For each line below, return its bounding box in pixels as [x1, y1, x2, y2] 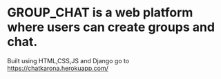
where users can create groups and [7, 19, 215, 35]
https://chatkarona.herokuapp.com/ [7, 64, 108, 72]
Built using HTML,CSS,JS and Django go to [7, 56, 130, 65]
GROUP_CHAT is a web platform [7, 5, 193, 21]
